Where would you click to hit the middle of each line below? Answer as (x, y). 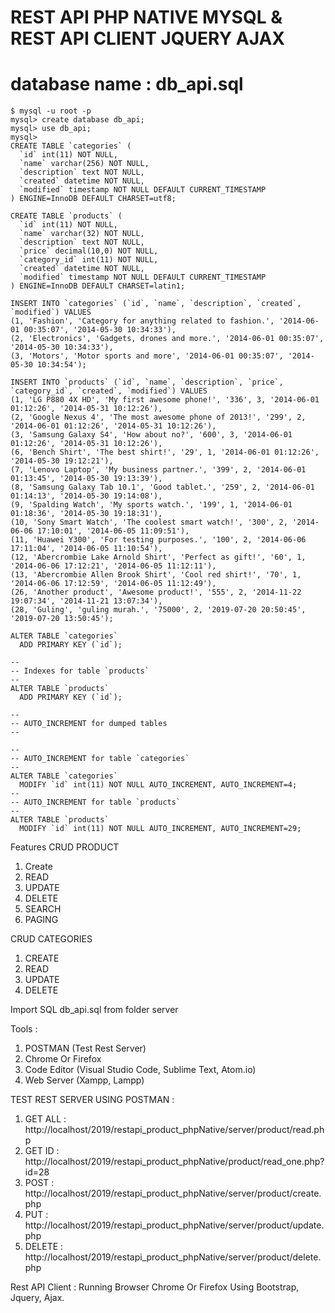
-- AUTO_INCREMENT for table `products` (96, 802)
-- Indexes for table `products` (80, 671)
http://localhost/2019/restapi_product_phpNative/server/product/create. (173, 1193)
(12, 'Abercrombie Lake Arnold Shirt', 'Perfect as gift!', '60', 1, (158, 557)
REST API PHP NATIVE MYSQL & (146, 17)
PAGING (41, 920)
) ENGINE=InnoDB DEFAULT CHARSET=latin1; (98, 286)
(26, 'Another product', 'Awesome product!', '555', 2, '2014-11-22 (156, 592)
